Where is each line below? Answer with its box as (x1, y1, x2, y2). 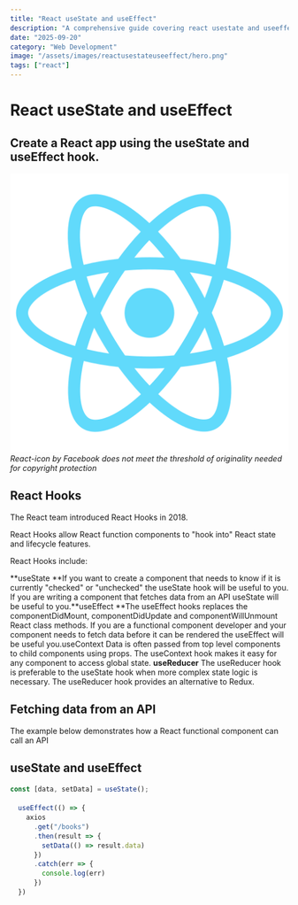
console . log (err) (42, 869, 105, 878)
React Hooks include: (10, 555, 88, 566)
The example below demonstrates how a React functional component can (10, 725, 279, 736)
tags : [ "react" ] (10, 61, 70, 70)
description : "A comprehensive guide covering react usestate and (10, 23, 260, 33)
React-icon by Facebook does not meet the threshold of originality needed (10, 453, 282, 464)
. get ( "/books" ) (33, 822, 90, 832)
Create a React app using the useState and (10, 135, 250, 151)
